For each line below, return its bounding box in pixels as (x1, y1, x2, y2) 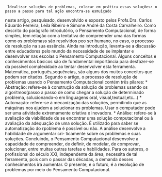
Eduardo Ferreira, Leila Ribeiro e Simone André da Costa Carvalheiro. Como (5, 22, 156, 28)
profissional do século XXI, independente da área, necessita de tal (5, 151, 138, 157)
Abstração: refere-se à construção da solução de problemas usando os (5, 84, 148, 90)
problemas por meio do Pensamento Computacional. (5, 167, 111, 172)
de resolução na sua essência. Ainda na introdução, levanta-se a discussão (5, 43, 156, 48)
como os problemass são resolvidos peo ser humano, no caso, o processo (5, 38, 154, 44)
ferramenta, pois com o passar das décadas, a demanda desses (5, 157, 133, 162)
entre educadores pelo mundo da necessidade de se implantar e (5, 48, 134, 54)
